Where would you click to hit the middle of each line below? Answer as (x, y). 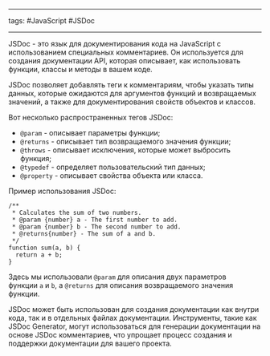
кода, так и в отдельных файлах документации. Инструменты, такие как (133, 318)
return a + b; (39, 255)
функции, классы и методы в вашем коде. (80, 69)
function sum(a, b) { (45, 248)
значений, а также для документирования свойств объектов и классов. (132, 102)
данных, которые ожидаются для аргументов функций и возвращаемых (133, 93)
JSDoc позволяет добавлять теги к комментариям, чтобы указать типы (131, 85)
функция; (36, 158)
